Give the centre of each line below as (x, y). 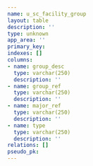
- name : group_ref (34, 86)
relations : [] (28, 146)
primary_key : (26, 47)
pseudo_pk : (23, 152)
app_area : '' (26, 40)
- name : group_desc (36, 66)
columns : (20, 60)
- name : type (26, 125)
